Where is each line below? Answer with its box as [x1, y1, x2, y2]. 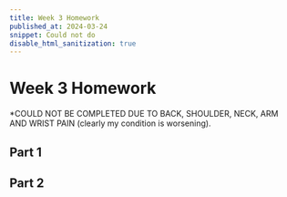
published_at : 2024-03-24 [9, 22, 108, 31]
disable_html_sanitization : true [9, 38, 137, 48]
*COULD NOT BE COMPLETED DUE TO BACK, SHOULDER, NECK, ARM [9, 109, 279, 119]
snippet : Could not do [9, 30, 96, 39]
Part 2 [9, 175, 45, 191]
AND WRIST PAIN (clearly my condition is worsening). [9, 118, 211, 129]
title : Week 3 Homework [9, 13, 100, 23]
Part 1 [9, 144, 43, 160]
